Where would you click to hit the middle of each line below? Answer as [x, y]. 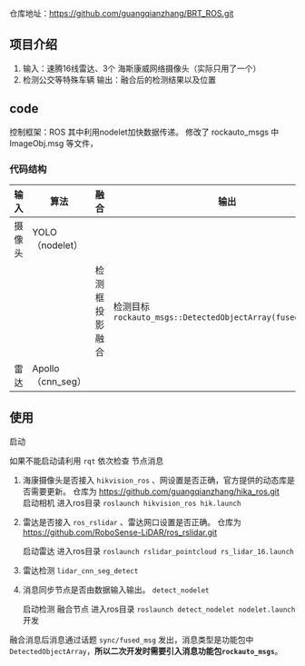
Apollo [46, 368]
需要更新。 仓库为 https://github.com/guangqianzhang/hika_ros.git [155, 491]
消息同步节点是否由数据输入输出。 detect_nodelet [116, 590]
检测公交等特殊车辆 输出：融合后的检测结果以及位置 [119, 79]
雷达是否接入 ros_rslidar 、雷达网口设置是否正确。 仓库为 [132, 522]
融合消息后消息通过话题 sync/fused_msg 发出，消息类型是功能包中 [132, 640]
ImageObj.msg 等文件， [54, 143]
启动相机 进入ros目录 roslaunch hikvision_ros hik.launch [132, 502]
